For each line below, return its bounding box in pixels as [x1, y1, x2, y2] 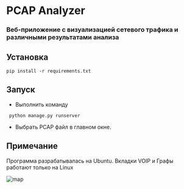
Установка [6, 52, 49, 62]
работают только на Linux [6, 163, 74, 171]
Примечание [6, 141, 58, 151]
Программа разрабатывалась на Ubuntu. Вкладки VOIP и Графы [6, 157, 174, 165]
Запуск [6, 85, 35, 95]
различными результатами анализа [6, 33, 119, 41]
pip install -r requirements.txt [6, 68, 91, 74]
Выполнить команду [15, 101, 68, 108]
